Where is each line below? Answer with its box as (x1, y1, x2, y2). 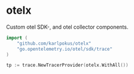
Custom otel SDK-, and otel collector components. (6, 23, 129, 30)
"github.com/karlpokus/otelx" (17, 40, 92, 47)
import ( (6, 35, 28, 41)
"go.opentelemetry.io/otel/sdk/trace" (17, 46, 113, 52)
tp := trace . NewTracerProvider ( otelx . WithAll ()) (6, 62, 129, 69)
